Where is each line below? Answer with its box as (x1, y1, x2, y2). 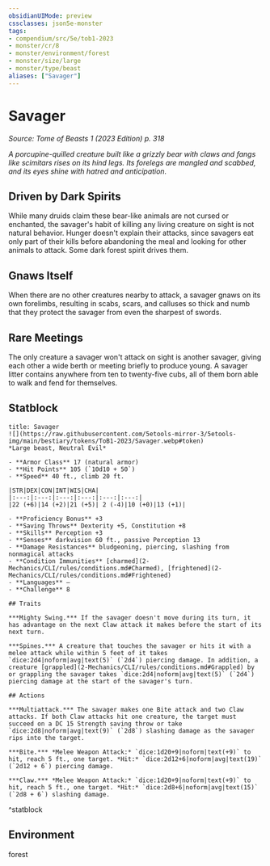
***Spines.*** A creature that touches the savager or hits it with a (8, 641, 251, 650)
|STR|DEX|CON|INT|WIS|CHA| (8, 486, 99, 494)
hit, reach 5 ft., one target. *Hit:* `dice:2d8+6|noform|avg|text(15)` (8, 783, 259, 792)
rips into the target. (8, 734, 85, 742)
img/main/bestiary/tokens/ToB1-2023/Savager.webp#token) (8, 437, 205, 445)
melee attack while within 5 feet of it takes (8, 649, 168, 657)
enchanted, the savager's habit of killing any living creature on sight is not (8, 220, 255, 229)
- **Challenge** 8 (8, 585, 70, 594)
